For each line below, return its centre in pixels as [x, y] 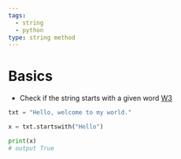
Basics [31, 76]
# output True [31, 148]
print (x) [22, 141]
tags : [17, 15]
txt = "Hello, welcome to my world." [70, 113]
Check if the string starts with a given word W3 [96, 98]
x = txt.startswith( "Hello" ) [56, 127]
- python [30, 30]
